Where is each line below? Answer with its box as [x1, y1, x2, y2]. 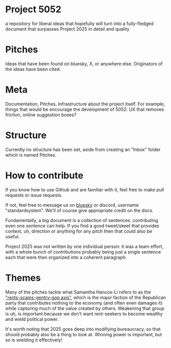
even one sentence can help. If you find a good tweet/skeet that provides [5, 222, 160, 229]
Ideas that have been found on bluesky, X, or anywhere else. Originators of [5, 60, 163, 67]
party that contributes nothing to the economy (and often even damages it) [5, 300, 163, 306]
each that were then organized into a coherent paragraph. [5, 254, 127, 260]
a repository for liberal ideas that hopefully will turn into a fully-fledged [5, 20, 154, 27]
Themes [5, 272, 41, 284]
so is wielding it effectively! [5, 337, 63, 343]
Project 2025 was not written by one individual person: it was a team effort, [5, 243, 164, 250]
